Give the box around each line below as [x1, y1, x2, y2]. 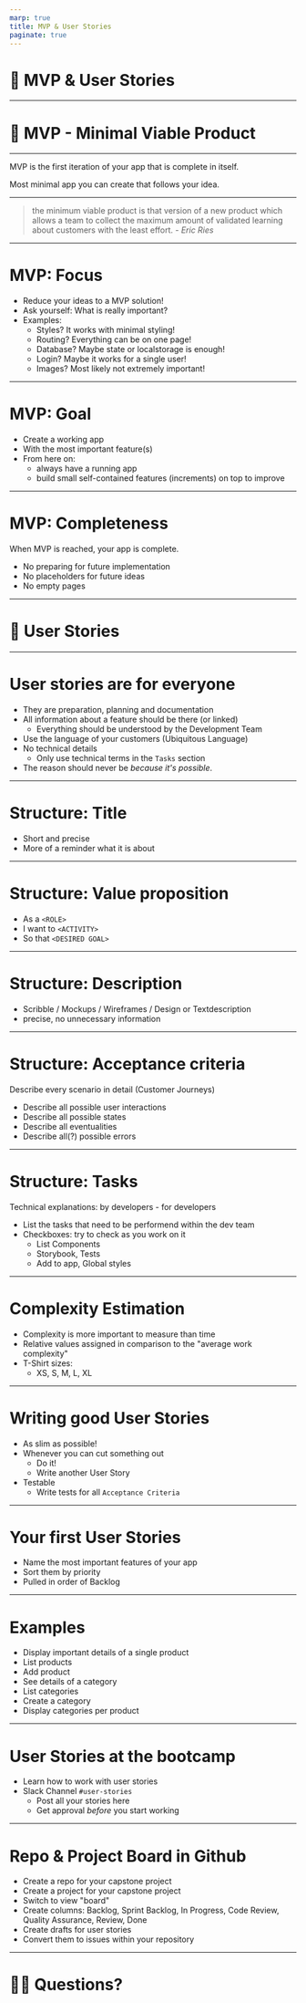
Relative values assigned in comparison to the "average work [22, 1338, 252, 1349]
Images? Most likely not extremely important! [36, 363, 206, 374]
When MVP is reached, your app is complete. [9, 544, 179, 555]
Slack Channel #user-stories [22, 1786, 133, 1797]
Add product [22, 1666, 70, 1677]
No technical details [22, 743, 97, 754]
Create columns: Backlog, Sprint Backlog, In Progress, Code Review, [22, 1904, 280, 1916]
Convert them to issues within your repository [22, 1934, 195, 1945]
